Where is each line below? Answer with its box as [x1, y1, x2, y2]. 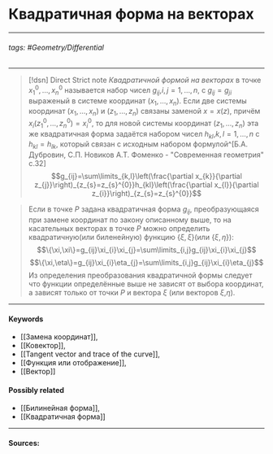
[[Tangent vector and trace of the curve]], [19, 349, 161, 359]
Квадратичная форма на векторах [8, 5, 254, 24]
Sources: [8, 439, 40, 448]
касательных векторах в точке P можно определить [28, 224, 210, 234]
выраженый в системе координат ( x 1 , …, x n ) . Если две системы [28, 95, 248, 107]
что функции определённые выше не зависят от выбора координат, [28, 279, 264, 289]
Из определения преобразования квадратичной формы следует [28, 270, 253, 281]
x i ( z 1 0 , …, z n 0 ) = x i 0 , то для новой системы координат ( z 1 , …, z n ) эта [28, 117, 259, 130]
